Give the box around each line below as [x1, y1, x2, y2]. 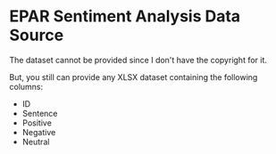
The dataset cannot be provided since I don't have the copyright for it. [9, 54, 268, 65]
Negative [21, 126, 56, 137]
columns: [9, 81, 44, 92]
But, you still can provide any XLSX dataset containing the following [9, 71, 258, 82]
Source [9, 25, 64, 45]
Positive [21, 118, 52, 128]
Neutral [21, 136, 50, 147]
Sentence [21, 108, 58, 118]
